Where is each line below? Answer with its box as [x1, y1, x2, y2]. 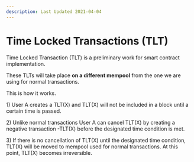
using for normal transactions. [6, 78, 80, 85]
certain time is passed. [6, 107, 62, 115]
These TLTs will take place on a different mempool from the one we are [6, 72, 182, 79]
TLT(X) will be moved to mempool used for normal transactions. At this [6, 143, 179, 150]
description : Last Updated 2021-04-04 [6, 8, 102, 15]
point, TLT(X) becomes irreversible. [6, 149, 93, 156]
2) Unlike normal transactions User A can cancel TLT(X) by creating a [6, 119, 176, 126]
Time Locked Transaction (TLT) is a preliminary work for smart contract [6, 54, 180, 61]
